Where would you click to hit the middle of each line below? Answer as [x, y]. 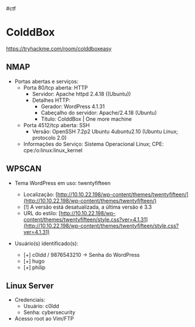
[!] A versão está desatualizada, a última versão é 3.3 [88, 207]
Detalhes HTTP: [51, 100]
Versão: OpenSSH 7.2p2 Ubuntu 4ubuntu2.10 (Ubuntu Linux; [105, 131]
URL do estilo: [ [42, 213]
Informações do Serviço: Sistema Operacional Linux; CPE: [93, 144]
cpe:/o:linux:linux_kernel [53, 150]
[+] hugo [34, 261]
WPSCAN [24, 169]
